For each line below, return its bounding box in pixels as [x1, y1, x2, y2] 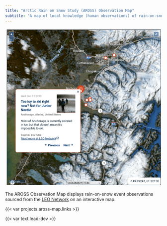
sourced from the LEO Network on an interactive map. [5, 196, 116, 202]
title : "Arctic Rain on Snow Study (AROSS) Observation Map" [5, 8, 135, 13]
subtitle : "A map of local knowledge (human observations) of [5, 13, 137, 18]
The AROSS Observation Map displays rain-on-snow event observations [5, 191, 154, 197]
